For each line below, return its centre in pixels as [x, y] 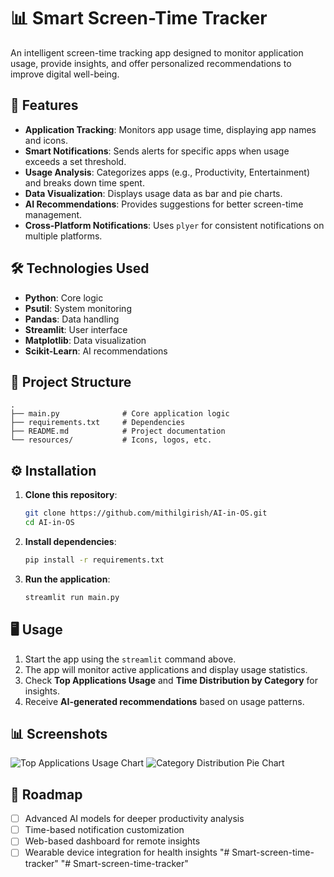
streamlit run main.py [72, 597]
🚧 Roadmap [46, 794]
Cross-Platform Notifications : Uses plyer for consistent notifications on [174, 225]
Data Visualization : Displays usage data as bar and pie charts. [153, 193]
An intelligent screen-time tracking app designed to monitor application [157, 52]
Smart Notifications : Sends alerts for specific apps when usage [157, 151]
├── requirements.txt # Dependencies [98, 423]
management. [53, 214]
